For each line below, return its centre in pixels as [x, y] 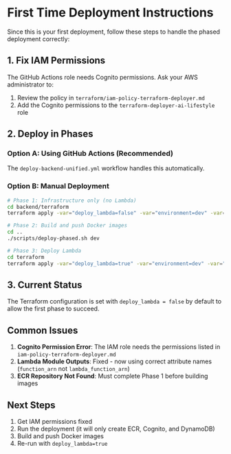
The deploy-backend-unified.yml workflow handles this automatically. [106, 168]
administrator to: [30, 84]
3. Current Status [45, 285]
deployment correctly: [38, 38]
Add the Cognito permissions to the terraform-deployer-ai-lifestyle [116, 105]
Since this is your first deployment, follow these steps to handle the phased [114, 32]
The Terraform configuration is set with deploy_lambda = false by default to [114, 302]
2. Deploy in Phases [50, 134]
